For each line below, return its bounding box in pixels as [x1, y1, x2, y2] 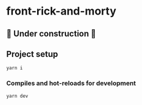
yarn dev [6, 93, 29, 99]
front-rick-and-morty [6, 4, 117, 18]
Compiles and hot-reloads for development [6, 79, 137, 87]
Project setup [6, 49, 59, 59]
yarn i [6, 65, 23, 71]
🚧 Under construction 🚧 [6, 29, 96, 39]
